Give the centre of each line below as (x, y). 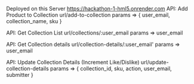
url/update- (155, 62)
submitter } (20, 75)
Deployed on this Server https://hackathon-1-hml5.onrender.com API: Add (97, 9)
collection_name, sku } (34, 21)
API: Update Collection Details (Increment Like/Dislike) (73, 62)
